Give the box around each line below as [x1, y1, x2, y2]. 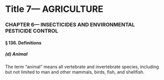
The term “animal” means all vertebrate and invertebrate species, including [5, 64, 160, 70]
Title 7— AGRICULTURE [5, 3, 104, 15]
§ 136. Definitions [5, 40, 41, 46]
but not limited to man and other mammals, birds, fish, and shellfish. [5, 69, 145, 75]
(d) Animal [5, 51, 28, 57]
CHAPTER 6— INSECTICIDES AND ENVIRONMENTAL [5, 21, 135, 28]
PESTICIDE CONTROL [5, 27, 58, 34]
